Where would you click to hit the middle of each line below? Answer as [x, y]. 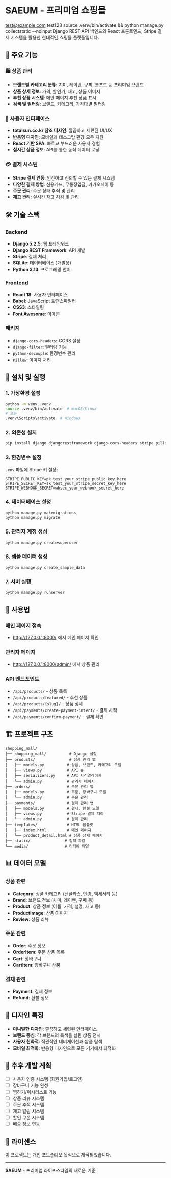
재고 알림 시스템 [28, 1111]
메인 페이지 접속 [23, 626]
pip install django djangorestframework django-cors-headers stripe [79, 443]
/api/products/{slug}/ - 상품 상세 [48, 704]
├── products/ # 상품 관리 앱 [50, 759]
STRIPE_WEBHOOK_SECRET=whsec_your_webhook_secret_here [65, 488]
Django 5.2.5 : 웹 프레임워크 [41, 243]
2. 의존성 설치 [21, 432]
